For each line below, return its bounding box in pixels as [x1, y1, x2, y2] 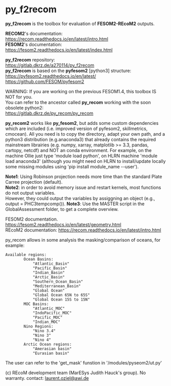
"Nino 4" [32, 337, 52, 342]
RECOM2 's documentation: [5, 30, 63, 36]
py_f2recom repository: [5, 56, 55, 62]
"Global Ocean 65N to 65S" [32, 292, 90, 297]
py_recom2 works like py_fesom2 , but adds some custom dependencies [5, 120, 159, 126]
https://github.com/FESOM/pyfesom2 [5, 78, 84, 84]
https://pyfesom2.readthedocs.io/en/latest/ [5, 73, 96, 79]
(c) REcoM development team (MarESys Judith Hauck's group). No [5, 370, 146, 376]
